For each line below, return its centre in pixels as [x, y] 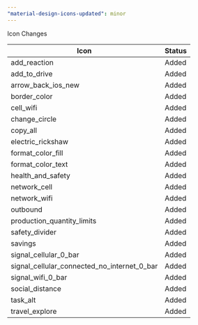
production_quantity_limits [54, 221]
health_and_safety [41, 175]
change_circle [34, 119]
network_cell [32, 187]
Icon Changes [27, 33]
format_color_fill [37, 152]
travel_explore [34, 311]
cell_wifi [24, 107]
